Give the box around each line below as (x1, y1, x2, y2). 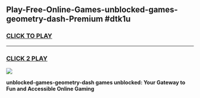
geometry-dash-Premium (6, 14, 103, 24)
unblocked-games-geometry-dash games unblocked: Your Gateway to (6, 78, 186, 86)
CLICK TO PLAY (6, 32, 52, 40)
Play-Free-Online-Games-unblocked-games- (6, 5, 179, 15)
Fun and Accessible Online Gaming (6, 85, 95, 92)
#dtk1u (104, 14, 131, 24)
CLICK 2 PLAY (6, 54, 48, 62)
